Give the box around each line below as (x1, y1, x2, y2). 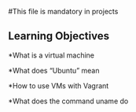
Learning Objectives (8, 29, 110, 43)
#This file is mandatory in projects (8, 7, 119, 16)
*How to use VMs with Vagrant (8, 80, 109, 90)
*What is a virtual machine (8, 50, 95, 60)
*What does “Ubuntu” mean (8, 65, 100, 75)
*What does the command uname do (8, 96, 129, 106)
